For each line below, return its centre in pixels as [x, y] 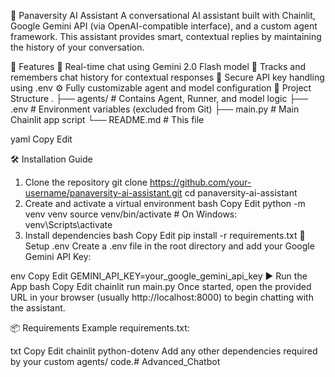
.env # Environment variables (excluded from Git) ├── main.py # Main [155, 109]
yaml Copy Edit [41, 139]
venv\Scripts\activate [68, 224]
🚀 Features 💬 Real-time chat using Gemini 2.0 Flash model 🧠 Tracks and [158, 66]
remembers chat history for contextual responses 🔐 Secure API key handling [167, 77]
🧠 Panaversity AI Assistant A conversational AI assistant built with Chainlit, [163, 15]
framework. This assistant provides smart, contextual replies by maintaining [166, 36]
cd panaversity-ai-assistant [241, 193]
